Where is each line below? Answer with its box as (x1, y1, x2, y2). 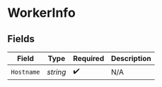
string (47, 67, 66, 76)
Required (73, 54, 105, 63)
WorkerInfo (7, 5, 76, 21)
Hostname (11, 68, 40, 76)
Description (110, 54, 151, 63)
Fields (7, 33, 35, 45)
